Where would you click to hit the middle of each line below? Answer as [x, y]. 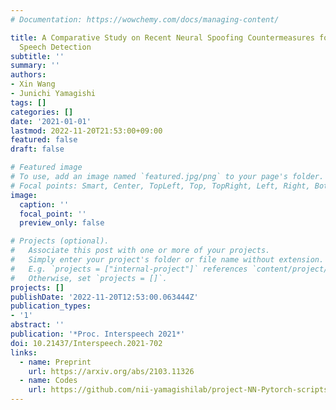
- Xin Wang [33, 84]
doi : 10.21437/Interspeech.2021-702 [86, 343]
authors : [28, 75]
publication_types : [51, 306]
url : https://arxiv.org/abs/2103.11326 [111, 371]
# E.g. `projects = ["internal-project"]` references [129, 269]
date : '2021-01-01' [51, 121]
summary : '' [35, 66]
